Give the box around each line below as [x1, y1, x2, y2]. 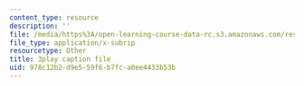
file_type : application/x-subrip [9, 38, 136, 47]
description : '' [9, 21, 71, 30]
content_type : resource [9, 13, 100, 22]
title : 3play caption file [9, 55, 111, 64]
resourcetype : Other [9, 47, 88, 56]
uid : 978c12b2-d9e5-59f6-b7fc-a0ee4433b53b [9, 64, 176, 73]
